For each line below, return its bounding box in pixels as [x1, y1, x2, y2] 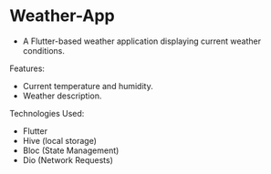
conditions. [22, 45, 66, 56]
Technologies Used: [9, 107, 85, 118]
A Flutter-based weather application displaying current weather [22, 36, 262, 46]
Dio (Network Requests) [22, 154, 114, 165]
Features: [9, 63, 46, 74]
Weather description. [22, 90, 102, 101]
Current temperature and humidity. [22, 80, 153, 91]
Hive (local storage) [22, 135, 98, 146]
